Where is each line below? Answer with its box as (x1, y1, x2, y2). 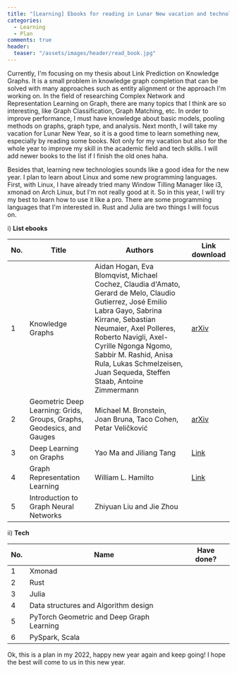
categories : (7, 17, 42, 24)
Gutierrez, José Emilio (95, 297, 168, 306)
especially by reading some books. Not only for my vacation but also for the (7, 136, 228, 145)
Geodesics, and (29, 423, 82, 433)
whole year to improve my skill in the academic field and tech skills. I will (7, 144, 218, 153)
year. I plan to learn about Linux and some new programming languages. (7, 172, 218, 181)
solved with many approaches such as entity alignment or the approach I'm (7, 84, 226, 93)
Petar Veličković (95, 423, 148, 433)
